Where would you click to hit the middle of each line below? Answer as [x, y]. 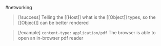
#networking [19, 7]
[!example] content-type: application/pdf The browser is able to [87, 32]
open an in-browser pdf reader [51, 38]
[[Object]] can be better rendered [53, 23]
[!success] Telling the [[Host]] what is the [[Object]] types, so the [87, 17]
